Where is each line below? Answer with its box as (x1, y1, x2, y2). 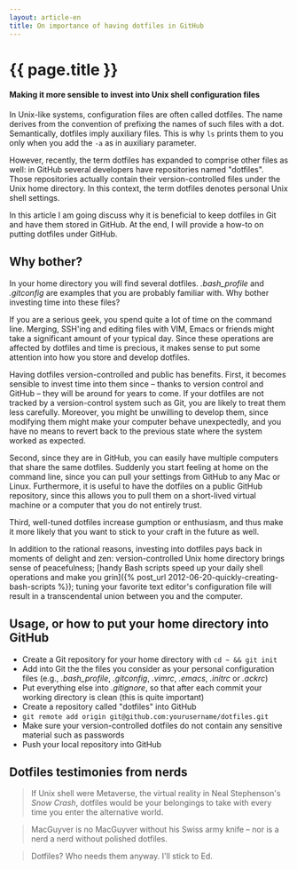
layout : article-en (9, 12, 82, 22)
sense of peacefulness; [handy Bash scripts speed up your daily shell (9, 562, 263, 573)
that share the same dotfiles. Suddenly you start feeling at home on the (9, 461, 269, 472)
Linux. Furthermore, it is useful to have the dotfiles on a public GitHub (9, 481, 263, 491)
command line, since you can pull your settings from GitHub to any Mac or (9, 471, 281, 482)
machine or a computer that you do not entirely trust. (9, 499, 202, 510)
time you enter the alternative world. (30, 807, 164, 818)
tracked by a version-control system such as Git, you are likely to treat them (9, 397, 286, 408)
